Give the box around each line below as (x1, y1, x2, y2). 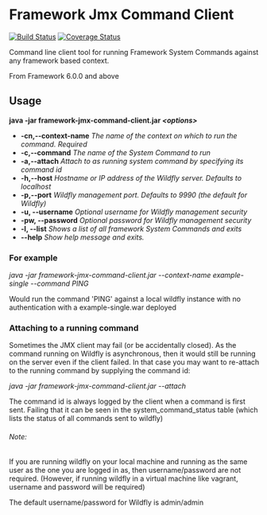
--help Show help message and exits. (20, 232, 145, 242)
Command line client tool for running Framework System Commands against (9, 47, 259, 57)
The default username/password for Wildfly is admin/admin (9, 497, 204, 507)
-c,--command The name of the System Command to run (20, 147, 211, 157)
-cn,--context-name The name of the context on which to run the (20, 131, 238, 140)
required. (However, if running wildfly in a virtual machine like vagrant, (9, 474, 238, 483)
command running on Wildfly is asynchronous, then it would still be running (9, 349, 257, 359)
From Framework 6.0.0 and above (9, 71, 120, 80)
